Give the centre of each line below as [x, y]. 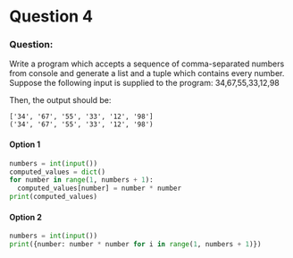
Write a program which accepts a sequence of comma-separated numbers [147, 64]
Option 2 [25, 217]
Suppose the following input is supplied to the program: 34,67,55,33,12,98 [144, 83]
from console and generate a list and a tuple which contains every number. [147, 73]
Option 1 [25, 144]
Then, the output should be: [60, 100]
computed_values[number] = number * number [99, 189]
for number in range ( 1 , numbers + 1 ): [81, 180]
